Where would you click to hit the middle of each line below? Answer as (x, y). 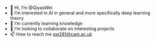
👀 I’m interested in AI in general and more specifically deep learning (80, 13)
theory (17, 18)
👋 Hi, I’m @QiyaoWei (31, 8)
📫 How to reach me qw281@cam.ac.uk (51, 34)
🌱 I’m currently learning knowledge (46, 23)
